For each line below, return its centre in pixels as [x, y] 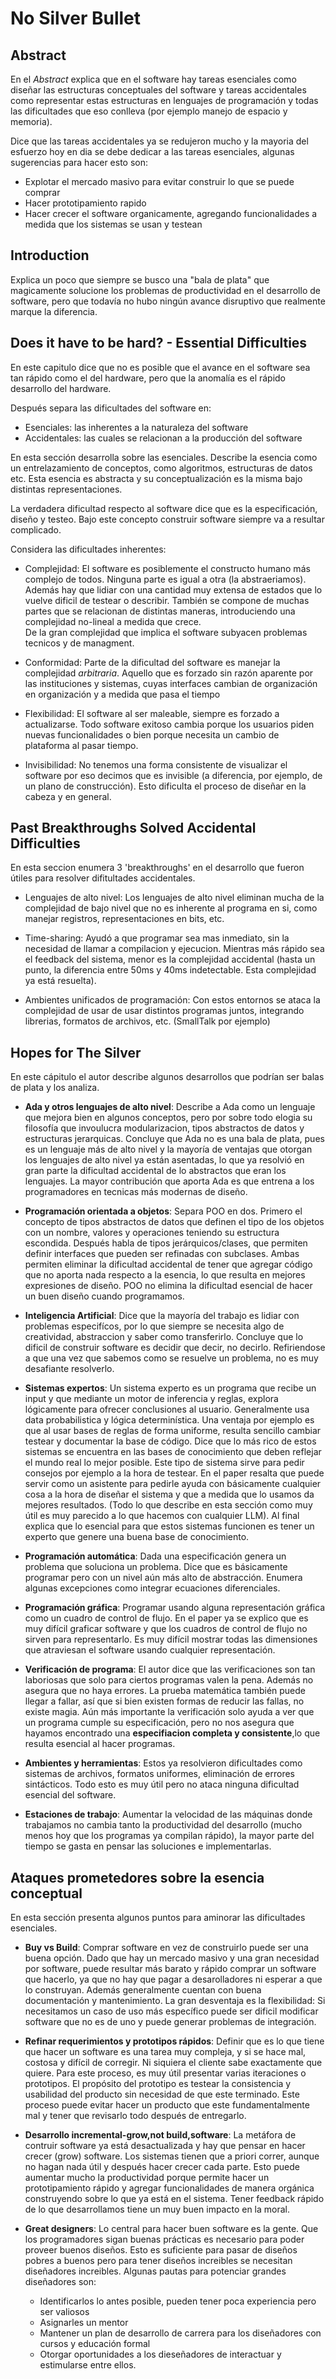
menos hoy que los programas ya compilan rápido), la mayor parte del [169, 1836]
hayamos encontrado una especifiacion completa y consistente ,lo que [172, 1733]
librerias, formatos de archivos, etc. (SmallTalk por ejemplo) [147, 1021]
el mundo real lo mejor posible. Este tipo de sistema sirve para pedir [164, 1463]
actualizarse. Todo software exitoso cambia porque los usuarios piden [169, 724]
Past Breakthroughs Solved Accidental [133, 828]
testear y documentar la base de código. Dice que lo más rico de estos [170, 1441]
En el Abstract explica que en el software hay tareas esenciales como [153, 79]
